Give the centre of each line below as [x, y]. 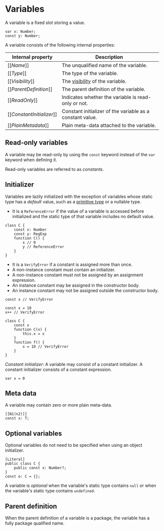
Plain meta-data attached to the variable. [109, 125]
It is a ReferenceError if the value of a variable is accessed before [78, 211]
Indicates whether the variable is [99, 97]
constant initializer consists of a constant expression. [59, 369]
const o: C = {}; [23, 477]
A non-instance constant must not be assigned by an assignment [78, 275]
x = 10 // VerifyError [46, 346]
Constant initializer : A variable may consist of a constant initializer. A [74, 364]
